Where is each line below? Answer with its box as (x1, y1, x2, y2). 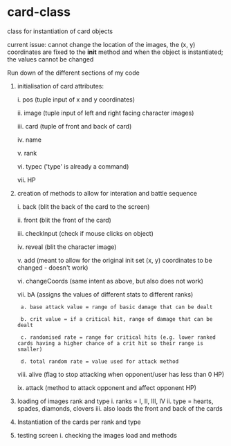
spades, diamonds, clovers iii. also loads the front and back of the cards (17, 404, 223, 412)
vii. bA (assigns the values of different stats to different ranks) (17, 290, 194, 298)
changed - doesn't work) (17, 263, 89, 272)
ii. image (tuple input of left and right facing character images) (17, 109, 194, 117)
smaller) (17, 346, 43, 353)
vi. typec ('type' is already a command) (17, 162, 129, 170)
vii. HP (17, 176, 36, 184)
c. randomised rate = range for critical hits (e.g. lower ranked (20, 333, 216, 341)
